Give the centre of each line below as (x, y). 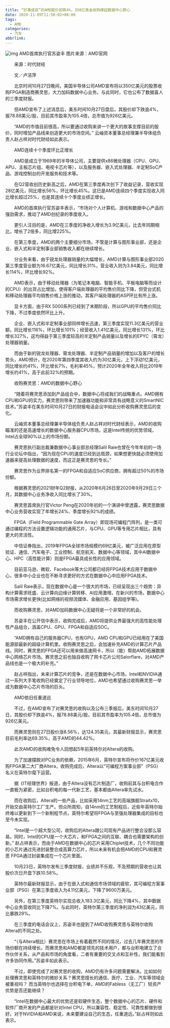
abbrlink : (16, 39)
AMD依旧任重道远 (33, 697)
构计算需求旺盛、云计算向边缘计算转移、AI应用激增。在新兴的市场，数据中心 (85, 593)
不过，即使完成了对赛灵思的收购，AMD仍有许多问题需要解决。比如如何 (88, 971)
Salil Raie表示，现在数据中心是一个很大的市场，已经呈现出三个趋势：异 (88, 586)
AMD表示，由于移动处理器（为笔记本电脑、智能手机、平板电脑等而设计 (88, 283)
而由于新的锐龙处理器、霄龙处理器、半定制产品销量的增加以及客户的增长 (89, 353)
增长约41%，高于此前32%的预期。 (41, 372)
